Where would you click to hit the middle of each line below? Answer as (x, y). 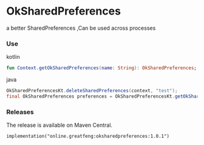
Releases (20, 112)
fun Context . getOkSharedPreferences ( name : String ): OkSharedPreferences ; (102, 68)
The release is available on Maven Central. (59, 125)
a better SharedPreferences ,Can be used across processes (81, 28)
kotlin (13, 57)
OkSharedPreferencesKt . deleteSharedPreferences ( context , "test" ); (92, 91)
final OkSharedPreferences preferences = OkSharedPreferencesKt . (90, 96)
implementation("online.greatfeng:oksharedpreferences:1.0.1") (88, 137)
